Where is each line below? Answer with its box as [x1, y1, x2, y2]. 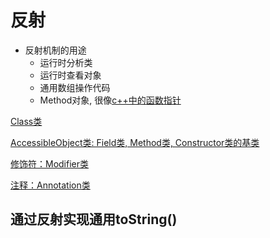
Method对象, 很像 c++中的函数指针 [39, 94, 182, 106]
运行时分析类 [39, 56, 93, 68]
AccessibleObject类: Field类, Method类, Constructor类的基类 [10, 136, 260, 148]
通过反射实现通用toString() [10, 211, 178, 228]
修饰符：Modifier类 [10, 157, 90, 170]
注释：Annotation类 [10, 179, 91, 191]
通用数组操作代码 [39, 81, 111, 93]
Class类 [10, 115, 43, 127]
